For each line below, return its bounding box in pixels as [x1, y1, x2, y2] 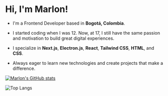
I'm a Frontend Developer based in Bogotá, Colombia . [12, 20, 125, 26]
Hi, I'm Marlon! [5, 4, 68, 15]
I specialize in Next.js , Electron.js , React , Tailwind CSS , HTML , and [12, 45, 155, 51]
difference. [12, 65, 35, 71]
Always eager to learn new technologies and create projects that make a [12, 60, 163, 66]
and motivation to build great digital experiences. [12, 35, 115, 41]
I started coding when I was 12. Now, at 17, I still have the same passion [12, 30, 160, 36]
